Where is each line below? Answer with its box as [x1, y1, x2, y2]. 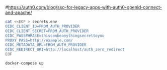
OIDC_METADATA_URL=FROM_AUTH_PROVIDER [5, 42, 87, 47]
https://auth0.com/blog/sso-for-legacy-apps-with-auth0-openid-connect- [8, 4, 162, 10]
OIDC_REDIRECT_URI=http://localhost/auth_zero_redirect [5, 47, 125, 52]
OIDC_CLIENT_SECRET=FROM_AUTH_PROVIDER [5, 28, 89, 33]
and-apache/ [5, 9, 33, 15]
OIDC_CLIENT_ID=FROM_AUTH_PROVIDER [5, 23, 80, 29]
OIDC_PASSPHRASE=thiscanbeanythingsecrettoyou [5, 33, 105, 38]
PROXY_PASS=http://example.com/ [5, 37, 73, 43]
